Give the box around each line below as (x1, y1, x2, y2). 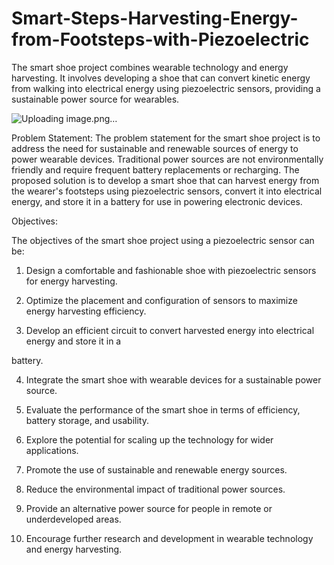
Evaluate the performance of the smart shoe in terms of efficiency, (25, 403, 301, 416)
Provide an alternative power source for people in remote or (25, 502, 273, 514)
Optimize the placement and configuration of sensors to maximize (25, 294, 298, 306)
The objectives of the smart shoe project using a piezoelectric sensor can (11, 234, 315, 246)
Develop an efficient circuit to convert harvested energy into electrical (25, 324, 315, 336)
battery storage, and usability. (25, 414, 149, 426)
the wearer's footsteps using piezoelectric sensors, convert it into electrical (11, 185, 323, 197)
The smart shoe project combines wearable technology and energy (11, 61, 289, 73)
